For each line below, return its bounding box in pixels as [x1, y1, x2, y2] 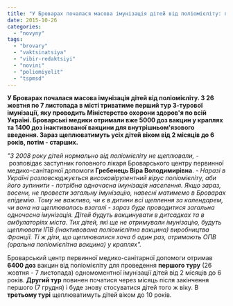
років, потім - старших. [7, 138, 78, 147]
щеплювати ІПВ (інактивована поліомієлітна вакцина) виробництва [7, 225, 209, 234]
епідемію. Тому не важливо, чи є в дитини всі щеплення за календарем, [7, 196, 224, 204]
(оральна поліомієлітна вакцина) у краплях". [7, 241, 142, 249]
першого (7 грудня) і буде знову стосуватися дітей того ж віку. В [7, 283, 199, 292]
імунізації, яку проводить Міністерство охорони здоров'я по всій [7, 108, 207, 117]
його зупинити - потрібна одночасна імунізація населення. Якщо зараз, [7, 182, 222, 190]
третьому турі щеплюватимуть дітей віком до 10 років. [7, 291, 172, 299]
